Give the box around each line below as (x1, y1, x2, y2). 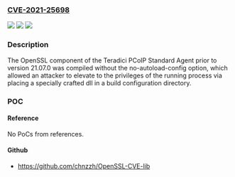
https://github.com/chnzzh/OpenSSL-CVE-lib (17, 161, 151, 170)
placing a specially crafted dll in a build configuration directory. (7, 78, 192, 87)
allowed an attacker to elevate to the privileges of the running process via (7, 71, 222, 80)
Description (7, 40, 49, 50)
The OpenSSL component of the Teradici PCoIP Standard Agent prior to (7, 55, 217, 65)
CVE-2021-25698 (7, 5, 70, 15)
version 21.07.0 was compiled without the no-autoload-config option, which (7, 63, 229, 72)
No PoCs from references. (7, 129, 84, 138)
